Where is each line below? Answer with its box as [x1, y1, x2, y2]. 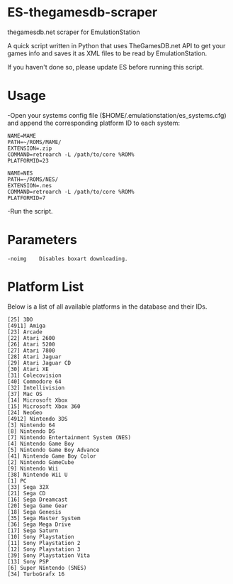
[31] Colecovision [7, 372, 62, 379]
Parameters [7, 232, 78, 248]
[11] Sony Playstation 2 [7, 539, 81, 546]
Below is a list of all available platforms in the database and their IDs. [7, 302, 208, 311]
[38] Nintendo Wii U [7, 471, 69, 478]
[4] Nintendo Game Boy [7, 440, 74, 447]
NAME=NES [7, 170, 33, 177]
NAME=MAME [7, 132, 37, 139]
